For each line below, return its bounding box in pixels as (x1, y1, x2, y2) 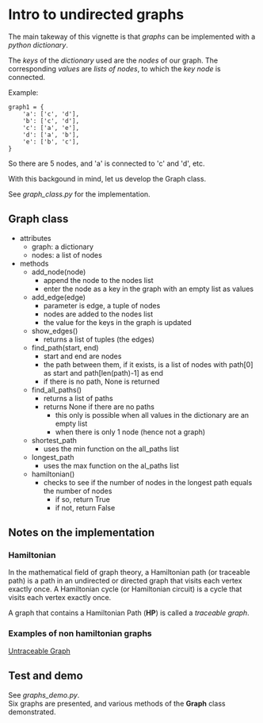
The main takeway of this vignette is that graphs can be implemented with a (8, 32, 256, 41)
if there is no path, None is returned (43, 377, 160, 386)
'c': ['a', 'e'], (22, 124, 80, 132)
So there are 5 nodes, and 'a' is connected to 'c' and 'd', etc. (8, 159, 205, 168)
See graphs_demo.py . (8, 690, 80, 699)
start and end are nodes (43, 351, 122, 361)
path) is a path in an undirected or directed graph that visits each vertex (8, 576, 242, 586)
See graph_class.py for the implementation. (8, 189, 151, 199)
